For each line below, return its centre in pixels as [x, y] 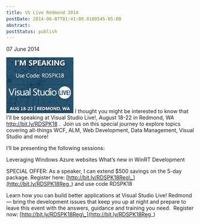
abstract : [19, 25]
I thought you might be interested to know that [131, 111]
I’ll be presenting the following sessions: [56, 148]
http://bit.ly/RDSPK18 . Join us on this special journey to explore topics [93, 124]
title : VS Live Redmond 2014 [42, 13]
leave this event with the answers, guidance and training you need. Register [100, 208]
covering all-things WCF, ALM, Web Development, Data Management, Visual [100, 130]
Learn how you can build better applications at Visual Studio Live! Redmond [99, 195]
